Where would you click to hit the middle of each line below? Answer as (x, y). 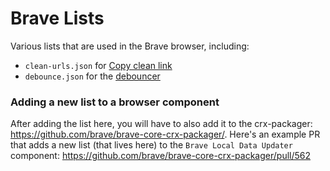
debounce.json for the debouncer (92, 76)
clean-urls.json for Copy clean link (98, 65)
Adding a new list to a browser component (115, 102)
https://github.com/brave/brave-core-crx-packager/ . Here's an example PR (165, 134)
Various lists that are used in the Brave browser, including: (130, 46)
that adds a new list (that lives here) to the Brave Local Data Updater (151, 145)
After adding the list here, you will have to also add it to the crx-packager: (161, 124)
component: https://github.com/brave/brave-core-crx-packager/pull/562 (161, 156)
